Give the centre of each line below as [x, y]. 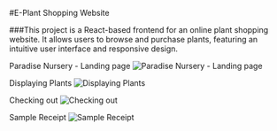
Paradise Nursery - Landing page [70, 66]
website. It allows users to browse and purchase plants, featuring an [134, 39]
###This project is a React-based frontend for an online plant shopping [139, 30]
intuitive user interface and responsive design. [94, 49]
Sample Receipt [38, 117]
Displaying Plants [41, 83]
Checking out [34, 100]
